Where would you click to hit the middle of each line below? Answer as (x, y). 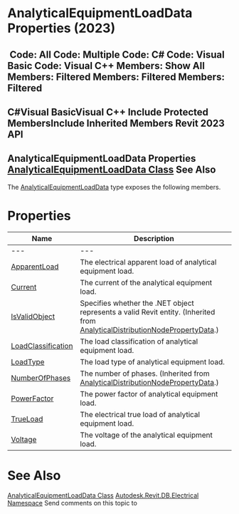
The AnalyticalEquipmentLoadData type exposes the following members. (114, 187)
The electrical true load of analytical (140, 414)
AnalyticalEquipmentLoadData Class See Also (112, 170)
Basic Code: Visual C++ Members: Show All (106, 66)
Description (154, 238)
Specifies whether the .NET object (137, 303)
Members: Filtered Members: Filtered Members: (116, 77)
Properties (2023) (62, 28)
